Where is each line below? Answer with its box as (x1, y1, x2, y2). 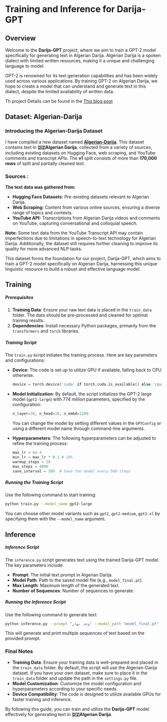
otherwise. (12, 372, 35, 378)
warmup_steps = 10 (12, 459, 51, 464)
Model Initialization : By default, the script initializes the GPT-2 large (12, 391, 152, 397)
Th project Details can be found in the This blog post (5, 98, 113, 104)
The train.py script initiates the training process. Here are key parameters (5, 352, 158, 358)
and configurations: (5, 357, 45, 363)
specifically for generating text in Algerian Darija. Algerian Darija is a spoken (5, 52, 161, 58)
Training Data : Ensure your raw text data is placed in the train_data (12, 307, 152, 313)
